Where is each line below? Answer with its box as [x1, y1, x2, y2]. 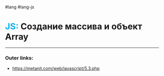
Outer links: [5, 54, 34, 61]
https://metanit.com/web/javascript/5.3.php [12, 65, 100, 72]
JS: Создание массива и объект [5, 21, 143, 32]
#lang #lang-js [5, 4, 35, 10]
